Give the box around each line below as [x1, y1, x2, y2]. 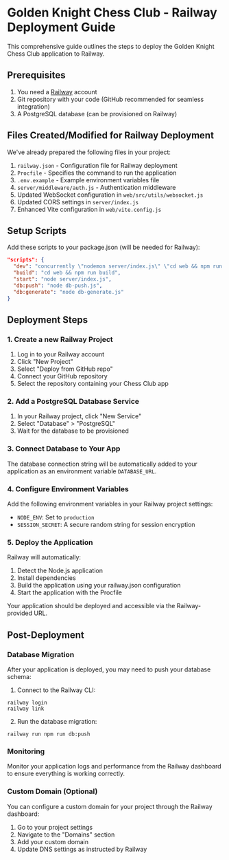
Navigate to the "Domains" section [16, 830, 115, 839]
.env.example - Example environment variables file [16, 175, 160, 184]
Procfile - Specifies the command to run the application [16, 169, 177, 177]
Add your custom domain [16, 837, 89, 846]
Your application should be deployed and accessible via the [7, 602, 176, 610]
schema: [7, 673, 32, 681]
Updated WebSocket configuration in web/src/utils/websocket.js [16, 191, 204, 199]
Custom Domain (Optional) [7, 786, 98, 796]
